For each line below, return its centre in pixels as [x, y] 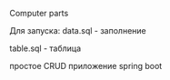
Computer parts [39, 13]
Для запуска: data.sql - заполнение [78, 30]
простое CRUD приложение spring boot [86, 66]
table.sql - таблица [45, 48]
